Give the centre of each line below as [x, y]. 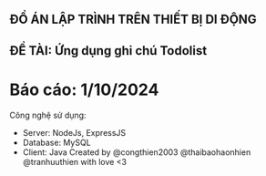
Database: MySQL [56, 142]
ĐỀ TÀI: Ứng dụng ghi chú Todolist [108, 51]
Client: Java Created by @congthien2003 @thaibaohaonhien [137, 152]
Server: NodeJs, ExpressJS [74, 132]
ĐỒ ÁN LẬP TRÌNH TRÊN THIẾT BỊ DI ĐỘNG [133, 20]
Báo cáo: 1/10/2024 [84, 89]
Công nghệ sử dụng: [48, 115]
